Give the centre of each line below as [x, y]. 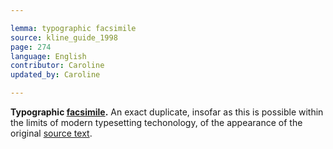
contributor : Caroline [57, 66]
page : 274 [31, 47]
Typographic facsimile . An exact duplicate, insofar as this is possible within [167, 112]
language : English [48, 56]
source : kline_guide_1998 [64, 37]
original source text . [51, 133]
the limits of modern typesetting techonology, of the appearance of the [156, 122]
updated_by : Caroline [55, 75]
